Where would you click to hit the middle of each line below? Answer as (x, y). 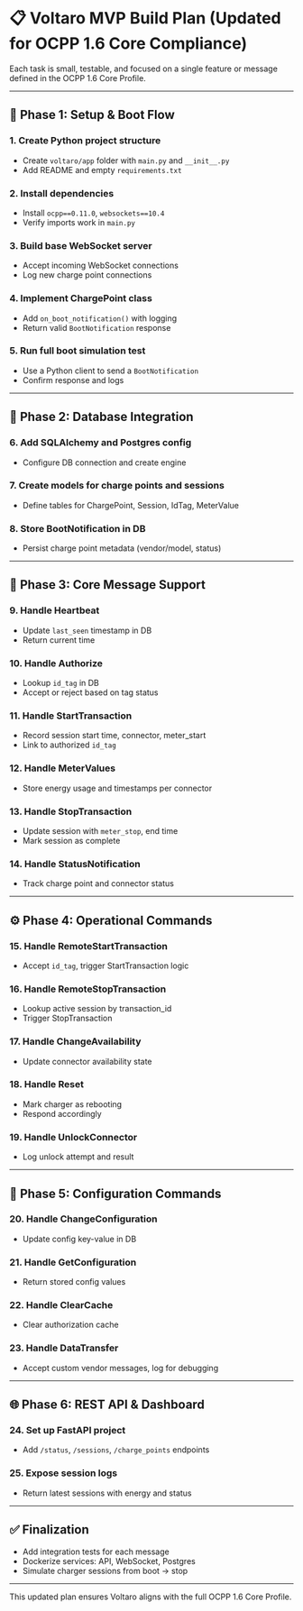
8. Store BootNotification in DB (78, 528)
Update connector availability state (87, 1061)
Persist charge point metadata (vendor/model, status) (122, 548)
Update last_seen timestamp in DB (87, 630)
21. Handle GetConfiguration (73, 1262)
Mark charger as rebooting (72, 1104)
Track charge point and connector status (98, 883)
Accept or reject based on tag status (90, 692)
